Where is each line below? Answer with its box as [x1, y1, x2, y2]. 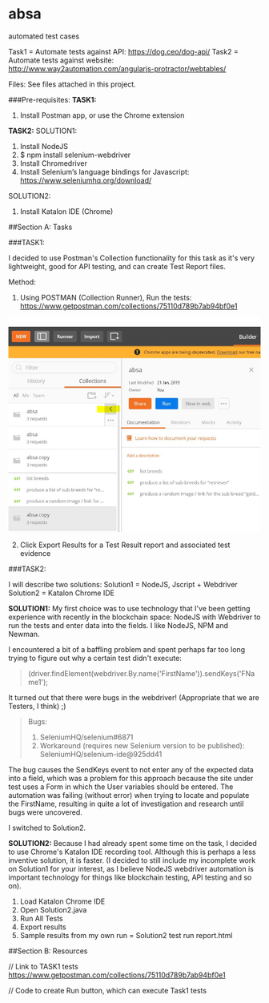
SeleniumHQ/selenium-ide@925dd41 [39, 750, 163, 759]
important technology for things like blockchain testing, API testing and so [8, 872, 252, 882]
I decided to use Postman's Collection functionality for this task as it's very [8, 253, 255, 263]
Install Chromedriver [19, 158, 88, 168]
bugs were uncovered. [8, 808, 82, 817]
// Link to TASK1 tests [8, 962, 78, 971]
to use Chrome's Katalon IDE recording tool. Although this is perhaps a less [8, 847, 256, 856]
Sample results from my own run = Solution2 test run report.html [19, 931, 233, 940]
